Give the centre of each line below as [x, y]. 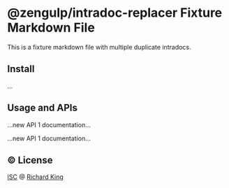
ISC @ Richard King [36, 177]
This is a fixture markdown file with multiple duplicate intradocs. [99, 47]
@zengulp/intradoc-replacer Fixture [115, 13]
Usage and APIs [43, 108]
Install [21, 69]
